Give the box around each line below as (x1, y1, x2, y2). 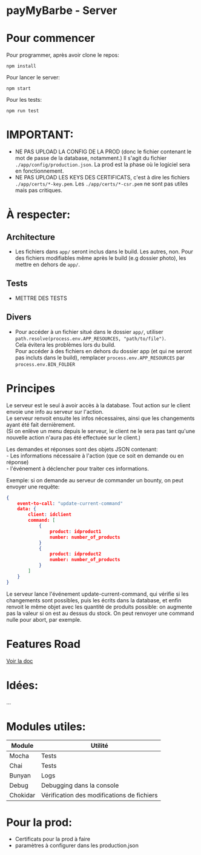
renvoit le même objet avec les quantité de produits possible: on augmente (6, 603, 193, 610)
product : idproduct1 (49, 528, 102, 534)
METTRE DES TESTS (15, 294, 68, 302)
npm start (6, 85, 31, 91)
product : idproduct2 (49, 551, 102, 557)
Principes (6, 381, 56, 395)
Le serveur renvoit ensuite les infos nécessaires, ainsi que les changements (6, 414, 195, 422)
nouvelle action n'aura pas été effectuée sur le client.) (6, 434, 141, 441)
